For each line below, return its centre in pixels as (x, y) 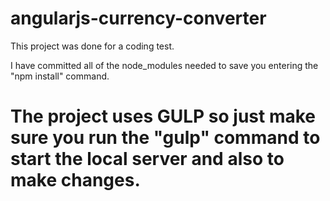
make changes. (75, 180)
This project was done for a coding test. (92, 46)
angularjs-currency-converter (138, 18)
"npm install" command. (60, 76)
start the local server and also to (147, 159)
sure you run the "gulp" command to (165, 138)
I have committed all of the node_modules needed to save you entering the (164, 65)
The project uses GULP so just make (163, 116)
